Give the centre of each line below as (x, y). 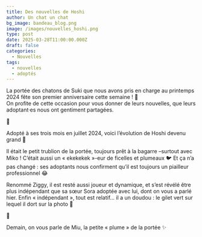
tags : (13, 62)
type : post (20, 34)
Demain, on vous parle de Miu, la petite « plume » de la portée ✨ (87, 227)
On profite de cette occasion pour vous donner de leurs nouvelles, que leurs (101, 104)
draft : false (23, 46)
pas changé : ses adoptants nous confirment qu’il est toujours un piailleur (97, 167)
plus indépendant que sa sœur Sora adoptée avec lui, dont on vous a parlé (99, 191)
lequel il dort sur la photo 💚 (40, 204)
